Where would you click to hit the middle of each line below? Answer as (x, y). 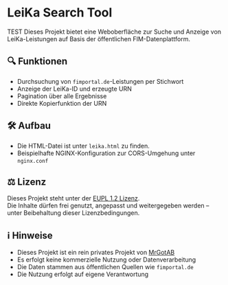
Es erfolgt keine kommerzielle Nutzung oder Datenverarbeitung (106, 260)
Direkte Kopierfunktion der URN (62, 103)
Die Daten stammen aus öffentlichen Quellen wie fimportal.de (105, 267)
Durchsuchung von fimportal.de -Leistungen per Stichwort (100, 81)
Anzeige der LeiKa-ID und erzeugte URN (74, 89)
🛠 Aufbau (29, 126)
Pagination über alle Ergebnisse (62, 96)
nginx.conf (33, 161)
